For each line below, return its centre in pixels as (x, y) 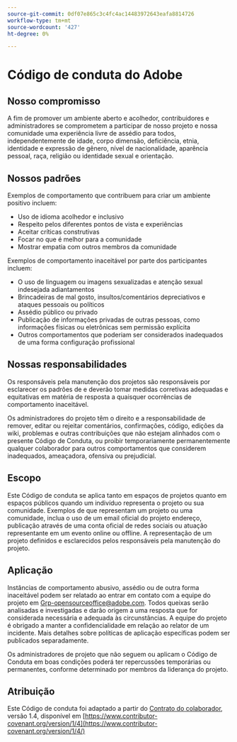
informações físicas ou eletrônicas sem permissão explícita (104, 327)
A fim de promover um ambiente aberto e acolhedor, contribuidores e (109, 119)
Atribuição (31, 691)
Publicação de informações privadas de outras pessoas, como (109, 320)
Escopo (24, 478)
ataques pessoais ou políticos (61, 305)
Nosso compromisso (54, 101)
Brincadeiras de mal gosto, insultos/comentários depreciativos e (111, 297)
